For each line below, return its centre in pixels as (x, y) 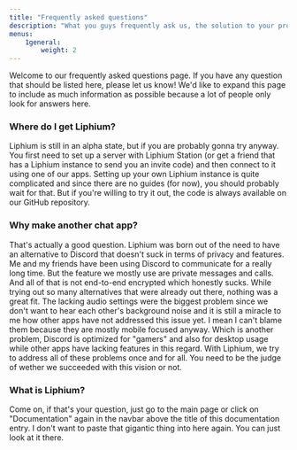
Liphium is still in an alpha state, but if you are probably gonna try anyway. (144, 146)
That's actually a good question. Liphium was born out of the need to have (145, 244)
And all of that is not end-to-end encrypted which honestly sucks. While (141, 282)
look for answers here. (50, 104)
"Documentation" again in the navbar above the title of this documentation (145, 419)
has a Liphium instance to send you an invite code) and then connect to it (143, 165)
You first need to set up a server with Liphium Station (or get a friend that (142, 155)
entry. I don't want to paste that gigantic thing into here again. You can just (145, 428)
